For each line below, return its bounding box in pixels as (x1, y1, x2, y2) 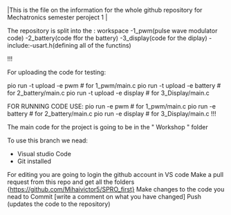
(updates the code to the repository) (7, 200, 111, 208)
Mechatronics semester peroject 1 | (7, 13, 108, 21)
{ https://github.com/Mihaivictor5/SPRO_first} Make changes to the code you (7, 185, 225, 193)
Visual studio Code (17, 150, 71, 158)
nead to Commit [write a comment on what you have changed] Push (7, 193, 202, 200)
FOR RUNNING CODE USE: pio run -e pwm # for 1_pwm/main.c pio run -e (7, 102, 216, 110)
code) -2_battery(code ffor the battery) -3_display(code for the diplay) (7, 34, 207, 42)
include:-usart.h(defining (7, 41, 78, 49)
